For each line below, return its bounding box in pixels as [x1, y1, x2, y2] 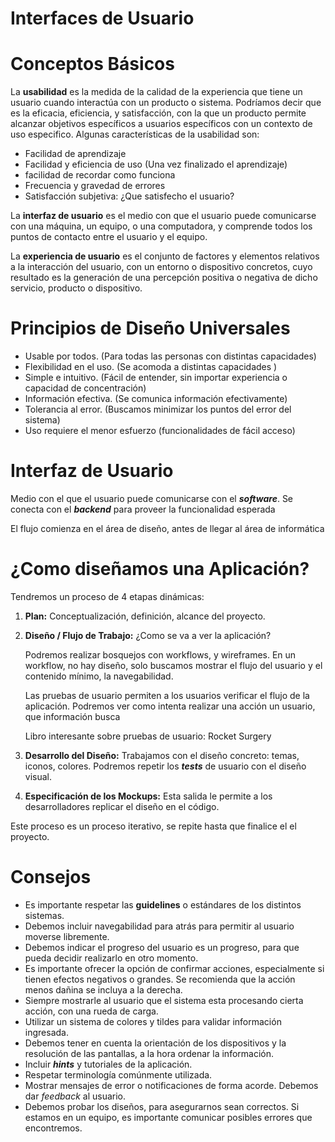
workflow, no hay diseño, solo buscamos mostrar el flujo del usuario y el [24, 659, 323, 671]
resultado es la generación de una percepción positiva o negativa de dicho [10, 272, 318, 284]
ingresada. [24, 1026, 69, 1038]
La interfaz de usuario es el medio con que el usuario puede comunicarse [10, 210, 317, 222]
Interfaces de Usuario [10, 7, 195, 30]
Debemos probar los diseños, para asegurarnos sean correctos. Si [24, 1100, 300, 1112]
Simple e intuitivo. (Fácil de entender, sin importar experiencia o [24, 372, 288, 384]
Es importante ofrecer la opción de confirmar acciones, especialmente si [24, 962, 325, 974]
